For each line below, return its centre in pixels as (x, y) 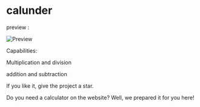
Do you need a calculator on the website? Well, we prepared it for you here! (100, 97)
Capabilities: (22, 50)
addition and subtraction (37, 74)
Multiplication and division (39, 62)
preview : (18, 27)
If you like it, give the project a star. (50, 86)
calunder (29, 11)
